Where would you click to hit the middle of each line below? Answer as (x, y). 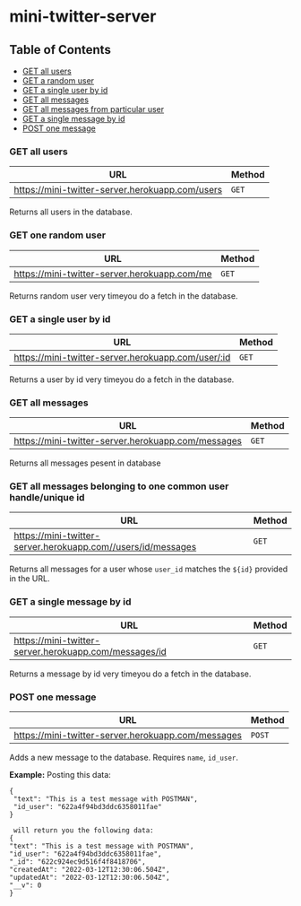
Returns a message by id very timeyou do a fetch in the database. (130, 674)
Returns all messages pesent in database (85, 463)
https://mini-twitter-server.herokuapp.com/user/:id (122, 357)
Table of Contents (60, 50)
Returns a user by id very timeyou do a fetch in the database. (122, 379)
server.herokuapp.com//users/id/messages (105, 547)
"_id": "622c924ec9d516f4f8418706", (77, 862)
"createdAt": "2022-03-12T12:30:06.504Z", (90, 870)
